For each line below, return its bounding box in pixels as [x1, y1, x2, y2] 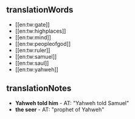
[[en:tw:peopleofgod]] [15, 40, 71, 47]
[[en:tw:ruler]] [15, 47, 50, 54]
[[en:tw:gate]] [15, 21, 50, 28]
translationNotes [6, 83, 72, 94]
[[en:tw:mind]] [15, 33, 52, 41]
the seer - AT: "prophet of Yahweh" [15, 106, 105, 113]
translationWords [6, 5, 74, 15]
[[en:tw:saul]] [15, 59, 49, 66]
